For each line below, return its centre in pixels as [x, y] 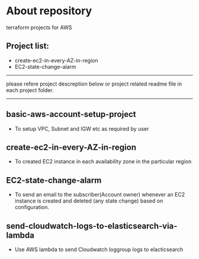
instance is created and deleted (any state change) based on [89, 201]
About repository [49, 11]
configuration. [32, 207]
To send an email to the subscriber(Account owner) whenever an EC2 [100, 195]
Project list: [28, 46]
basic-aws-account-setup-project [71, 114]
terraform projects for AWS [39, 27]
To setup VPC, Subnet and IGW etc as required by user [82, 128]
